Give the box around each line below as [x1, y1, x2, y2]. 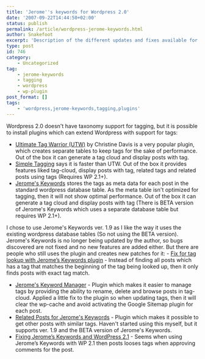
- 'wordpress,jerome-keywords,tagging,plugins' [17, 105, 140, 112]
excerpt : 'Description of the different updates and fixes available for [6, 37, 198, 43]
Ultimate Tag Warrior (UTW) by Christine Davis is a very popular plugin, [15, 140, 195, 148]
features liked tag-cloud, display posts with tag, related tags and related [15, 166, 196, 174]
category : [6, 54, 32, 60]
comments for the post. [15, 346, 74, 353]
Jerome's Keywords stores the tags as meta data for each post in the [15, 179, 189, 187]
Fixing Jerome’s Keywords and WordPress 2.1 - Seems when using [15, 333, 182, 340]
